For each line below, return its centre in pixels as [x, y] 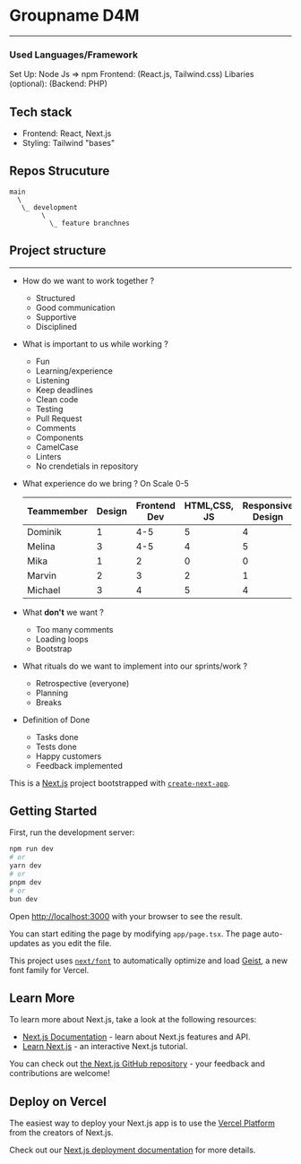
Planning [52, 693]
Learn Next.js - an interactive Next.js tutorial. [105, 1047]
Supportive [56, 317]
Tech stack [41, 112]
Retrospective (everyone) [82, 683]
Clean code [57, 399]
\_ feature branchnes [89, 223]
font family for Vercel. [49, 970]
